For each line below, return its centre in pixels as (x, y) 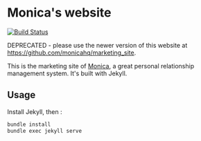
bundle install (29, 124)
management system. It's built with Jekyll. (67, 73)
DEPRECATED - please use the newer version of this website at (97, 45)
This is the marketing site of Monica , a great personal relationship (101, 66)
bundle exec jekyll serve (44, 131)
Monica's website (59, 13)
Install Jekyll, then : (35, 111)
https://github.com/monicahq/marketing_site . (72, 53)
